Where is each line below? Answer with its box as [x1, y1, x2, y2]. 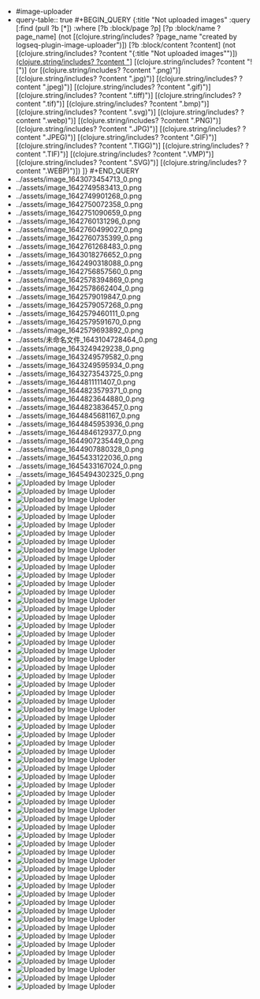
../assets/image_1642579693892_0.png [15, 325, 144, 335]
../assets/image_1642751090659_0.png [15, 208, 142, 217]
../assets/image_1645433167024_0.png [15, 461, 143, 471]
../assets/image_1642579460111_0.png [15, 309, 139, 318]
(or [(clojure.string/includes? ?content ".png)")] [28, 66, 181, 74]
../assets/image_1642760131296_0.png [15, 216, 140, 226]
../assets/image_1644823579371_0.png [15, 386, 142, 395]
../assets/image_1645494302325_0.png [15, 470, 144, 479]
